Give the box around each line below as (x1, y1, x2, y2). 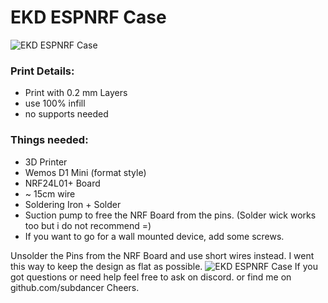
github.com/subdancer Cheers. (10, 281, 140, 293)
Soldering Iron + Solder (24, 198, 122, 210)
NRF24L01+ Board (24, 177, 101, 189)
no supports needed (24, 108, 109, 120)
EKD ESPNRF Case (10, 6, 167, 29)
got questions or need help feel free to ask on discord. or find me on (10, 271, 292, 283)
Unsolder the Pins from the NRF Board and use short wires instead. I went (10, 249, 315, 261)
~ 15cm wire (24, 187, 76, 200)
